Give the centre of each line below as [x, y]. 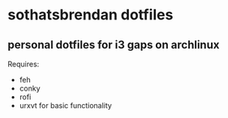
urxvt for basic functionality [66, 105]
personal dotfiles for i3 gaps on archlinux [114, 45]
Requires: [24, 64]
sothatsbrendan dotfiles [90, 15]
